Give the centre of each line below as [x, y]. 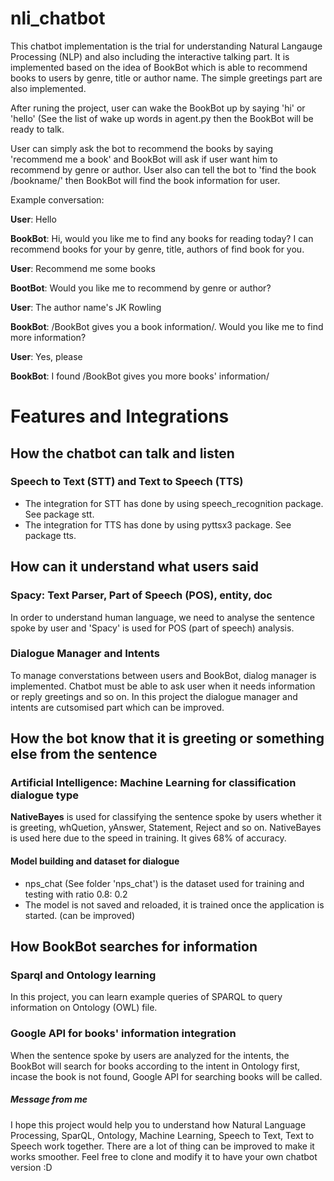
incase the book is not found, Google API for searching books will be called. [166, 1076]
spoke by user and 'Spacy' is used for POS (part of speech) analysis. [152, 628]
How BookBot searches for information [134, 947]
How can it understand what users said [135, 567]
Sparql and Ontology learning [83, 975]
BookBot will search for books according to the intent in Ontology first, [155, 1066]
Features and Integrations [120, 416]
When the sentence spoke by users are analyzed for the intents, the [150, 1055]
